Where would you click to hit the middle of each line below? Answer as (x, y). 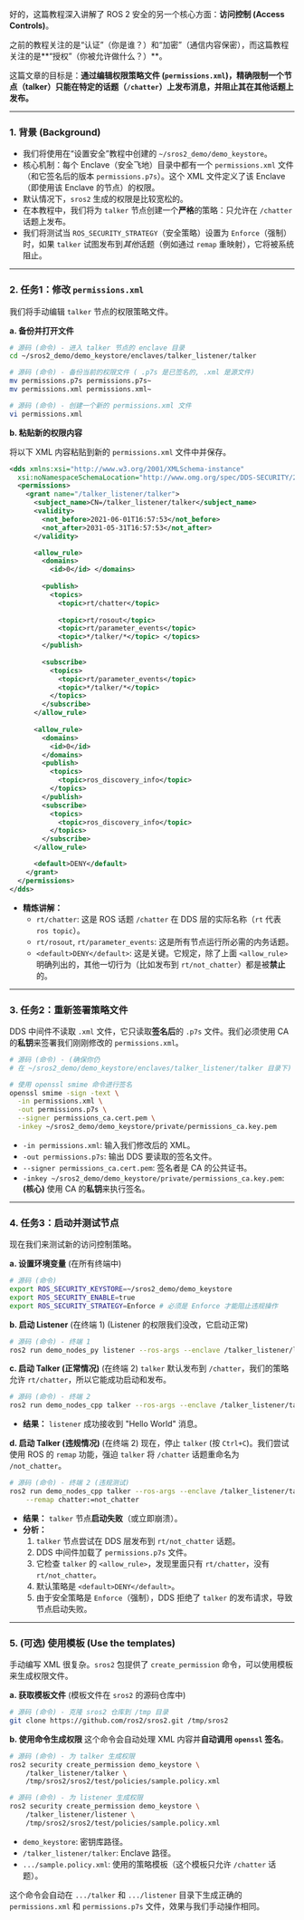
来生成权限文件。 (41, 1676)
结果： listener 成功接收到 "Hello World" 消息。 (112, 1424)
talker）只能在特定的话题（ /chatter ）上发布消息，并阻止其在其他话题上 (159, 87)
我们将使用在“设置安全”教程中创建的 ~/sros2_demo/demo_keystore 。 (147, 154)
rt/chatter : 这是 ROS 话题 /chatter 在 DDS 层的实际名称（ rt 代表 (159, 919)
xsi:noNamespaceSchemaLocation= (79, 478)
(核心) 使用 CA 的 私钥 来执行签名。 (86, 1188)
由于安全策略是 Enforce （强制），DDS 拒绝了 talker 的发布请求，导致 (164, 1597)
